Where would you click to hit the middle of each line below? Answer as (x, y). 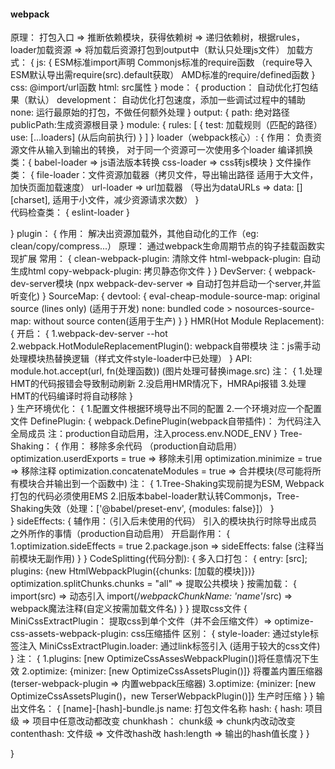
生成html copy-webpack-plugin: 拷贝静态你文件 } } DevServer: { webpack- (163, 271)
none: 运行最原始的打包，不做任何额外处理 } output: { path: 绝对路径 (150, 112)
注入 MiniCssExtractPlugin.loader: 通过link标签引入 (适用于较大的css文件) (169, 646)
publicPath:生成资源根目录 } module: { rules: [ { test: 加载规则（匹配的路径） (166, 125)
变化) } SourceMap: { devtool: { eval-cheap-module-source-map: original (169, 296)
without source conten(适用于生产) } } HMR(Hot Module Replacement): (179, 321)
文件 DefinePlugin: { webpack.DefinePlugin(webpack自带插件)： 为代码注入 (166, 421)
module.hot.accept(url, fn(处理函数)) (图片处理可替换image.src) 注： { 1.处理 (166, 371)
